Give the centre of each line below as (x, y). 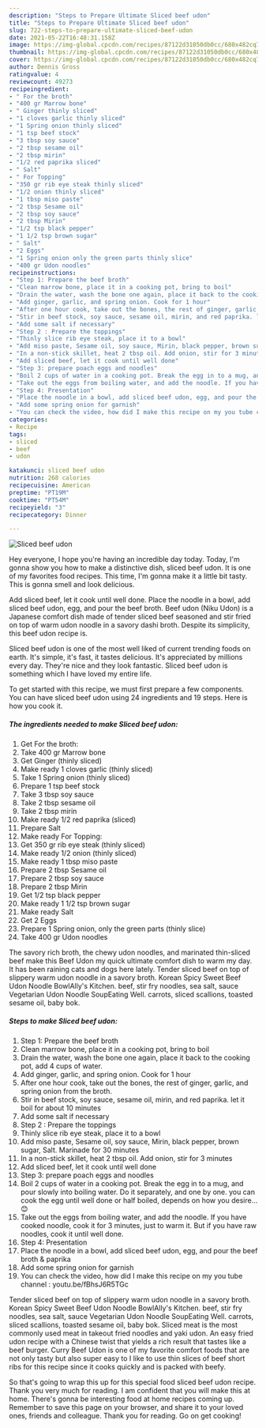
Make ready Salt (47, 912)
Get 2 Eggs (39, 921)
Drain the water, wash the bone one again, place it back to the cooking (135, 1058)
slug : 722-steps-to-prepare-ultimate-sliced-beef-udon (101, 30)
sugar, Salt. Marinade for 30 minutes (80, 1150)
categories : (28, 420)
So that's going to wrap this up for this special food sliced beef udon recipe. (132, 1382)
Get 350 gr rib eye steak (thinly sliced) (82, 845)
